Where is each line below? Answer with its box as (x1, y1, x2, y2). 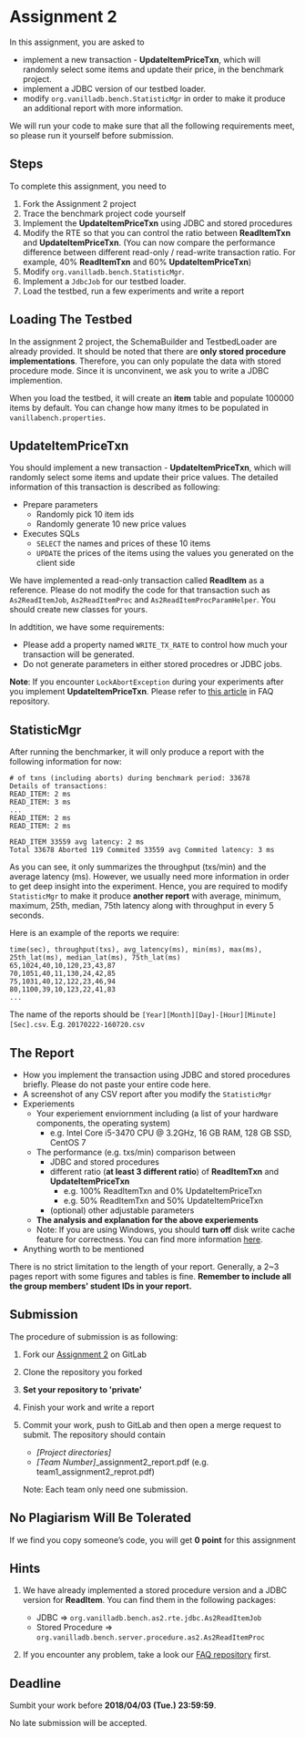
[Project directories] (36, 1446, 112, 1457)
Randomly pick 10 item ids (36, 509, 135, 520)
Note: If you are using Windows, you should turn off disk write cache (36, 1224, 296, 1235)
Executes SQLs (22, 529, 80, 540)
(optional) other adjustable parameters (49, 1205, 195, 1216)
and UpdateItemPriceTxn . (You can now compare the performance (22, 237, 276, 248)
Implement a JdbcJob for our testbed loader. (22, 275, 187, 286)
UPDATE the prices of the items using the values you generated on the (36, 548, 294, 559)
